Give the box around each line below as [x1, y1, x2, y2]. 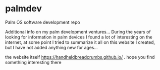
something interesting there [5, 59, 62, 65]
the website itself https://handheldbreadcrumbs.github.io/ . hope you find [5, 54, 155, 60]
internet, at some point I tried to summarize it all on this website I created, [5, 39, 155, 45]
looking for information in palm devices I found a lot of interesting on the [5, 34, 153, 40]
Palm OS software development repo [5, 19, 80, 25]
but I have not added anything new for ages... [5, 44, 98, 50]
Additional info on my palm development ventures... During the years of [5, 29, 151, 35]
